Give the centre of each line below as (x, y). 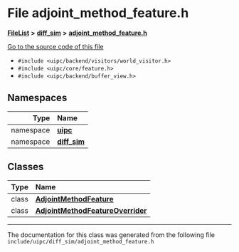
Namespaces (37, 98)
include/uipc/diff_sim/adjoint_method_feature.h (81, 241)
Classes (26, 167)
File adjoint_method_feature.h (98, 13)
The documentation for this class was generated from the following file (111, 235)
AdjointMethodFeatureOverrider (91, 210)
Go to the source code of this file (55, 46)
